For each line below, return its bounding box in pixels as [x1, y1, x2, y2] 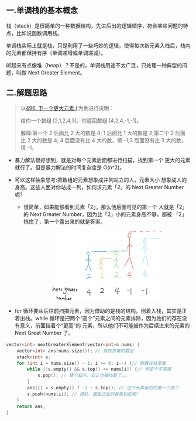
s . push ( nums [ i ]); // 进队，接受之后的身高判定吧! [27, 391, 139, 397]
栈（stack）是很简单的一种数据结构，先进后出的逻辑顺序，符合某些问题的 [6, 22, 183, 29]
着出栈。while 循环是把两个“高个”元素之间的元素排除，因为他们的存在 [14, 314, 183, 321]
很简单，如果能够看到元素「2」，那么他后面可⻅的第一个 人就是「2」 [23, 203, 188, 210]
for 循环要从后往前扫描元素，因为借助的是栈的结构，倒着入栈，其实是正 [14, 307, 187, 314]
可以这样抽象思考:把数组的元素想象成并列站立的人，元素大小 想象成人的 [14, 176, 187, 183]
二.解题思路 [6, 88, 48, 98]
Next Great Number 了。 [14, 329, 74, 336]
